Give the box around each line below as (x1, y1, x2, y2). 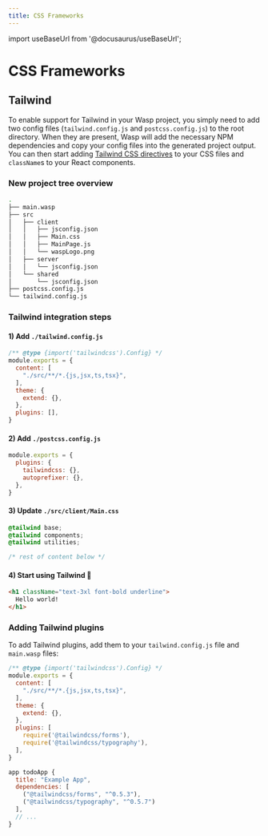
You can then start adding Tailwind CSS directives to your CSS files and (8, 149, 244, 159)
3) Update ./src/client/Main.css (8, 506, 119, 515)
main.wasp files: (8, 648, 58, 658)
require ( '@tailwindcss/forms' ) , (22, 731, 130, 740)
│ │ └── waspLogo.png (8, 248, 94, 256)
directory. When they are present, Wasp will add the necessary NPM (8, 131, 234, 141)
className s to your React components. (8, 157, 136, 167)
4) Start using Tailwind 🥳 (8, 570, 92, 580)
